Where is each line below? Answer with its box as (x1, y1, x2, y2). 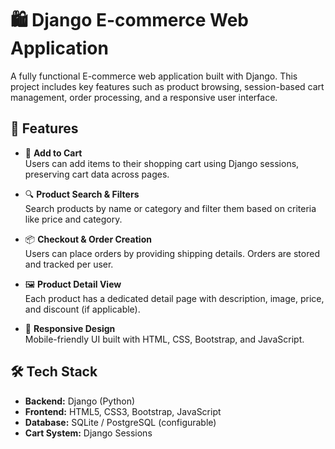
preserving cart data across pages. (24, 168, 170, 180)
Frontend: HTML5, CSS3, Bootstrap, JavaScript (24, 405, 222, 417)
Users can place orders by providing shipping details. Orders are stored (24, 247, 320, 259)
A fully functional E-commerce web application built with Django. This (10, 70, 298, 82)
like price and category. (24, 213, 123, 225)
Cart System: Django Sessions (24, 427, 153, 439)
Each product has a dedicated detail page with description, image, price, (24, 292, 325, 304)
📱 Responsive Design (24, 322, 116, 334)
